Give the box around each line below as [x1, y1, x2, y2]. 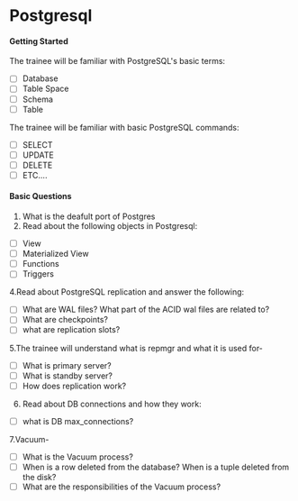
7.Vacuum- [9, 433, 50, 444]
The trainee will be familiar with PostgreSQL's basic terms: [9, 56, 226, 67]
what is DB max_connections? [22, 415, 134, 426]
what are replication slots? [22, 324, 121, 335]
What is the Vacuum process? [22, 451, 133, 462]
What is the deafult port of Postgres [22, 211, 156, 222]
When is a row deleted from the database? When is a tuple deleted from [22, 461, 290, 472]
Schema [22, 94, 54, 105]
